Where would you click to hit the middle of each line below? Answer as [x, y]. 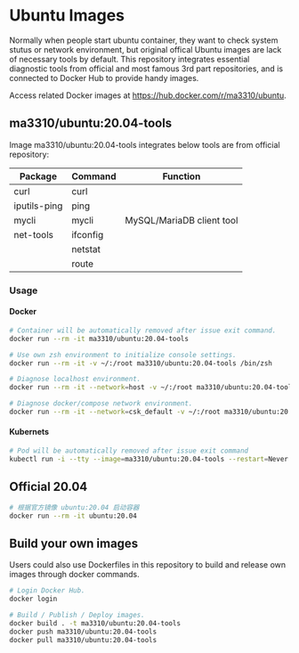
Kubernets [29, 432]
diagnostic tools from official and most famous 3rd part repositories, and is [146, 69]
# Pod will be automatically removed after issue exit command [129, 451]
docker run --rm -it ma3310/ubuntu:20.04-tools [99, 339]
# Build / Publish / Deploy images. [77, 615]
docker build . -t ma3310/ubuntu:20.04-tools [95, 623]
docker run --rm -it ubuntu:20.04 [73, 516]
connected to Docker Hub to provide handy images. [104, 78]
